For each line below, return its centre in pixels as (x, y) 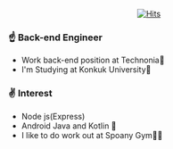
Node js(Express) (53, 116)
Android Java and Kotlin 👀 (69, 126)
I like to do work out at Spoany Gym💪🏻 (92, 135)
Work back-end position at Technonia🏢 (93, 60)
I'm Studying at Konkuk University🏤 (86, 70)
